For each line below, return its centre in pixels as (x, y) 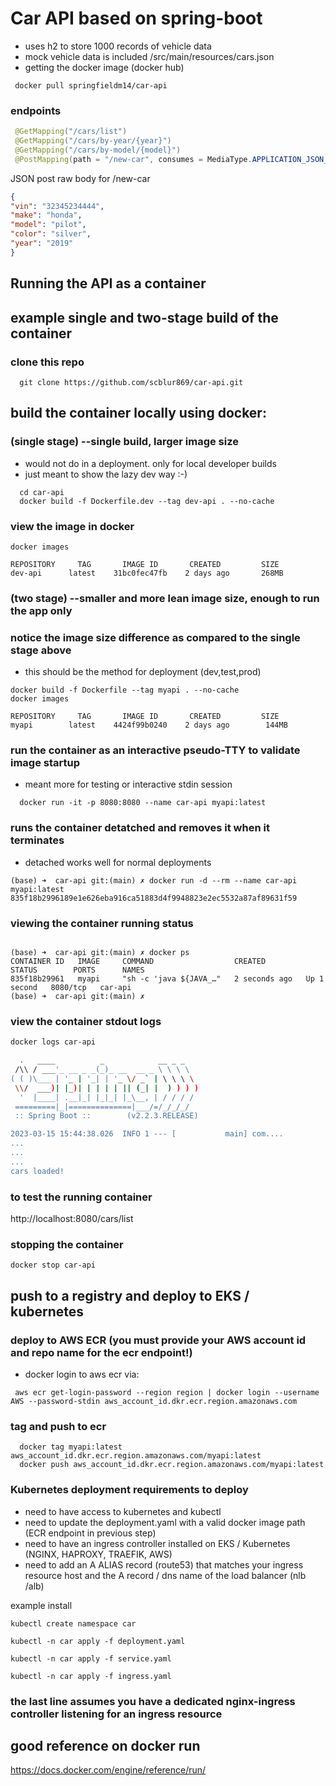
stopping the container (67, 1244)
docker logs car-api (53, 1042)
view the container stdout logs (86, 1021)
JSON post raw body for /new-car (80, 178)
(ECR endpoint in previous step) (90, 1533)
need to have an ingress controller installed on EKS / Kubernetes (157, 1543)
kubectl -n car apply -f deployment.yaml (98, 1641)
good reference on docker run (105, 1745)
